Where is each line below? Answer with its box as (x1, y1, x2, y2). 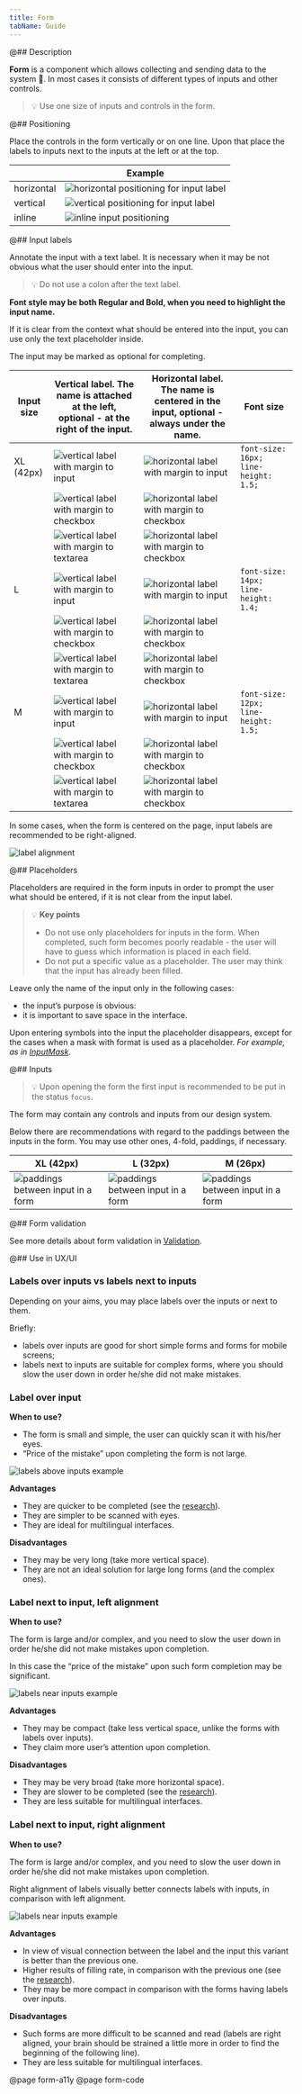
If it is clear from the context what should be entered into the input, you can (9, 323, 289, 334)
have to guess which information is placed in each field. (44, 946, 252, 957)
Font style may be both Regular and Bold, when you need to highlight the (9, 296, 286, 307)
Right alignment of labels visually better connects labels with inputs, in (9, 1883, 270, 1894)
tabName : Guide (9, 22, 67, 31)
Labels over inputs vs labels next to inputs (9, 1275, 198, 1287)
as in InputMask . (9, 1046, 72, 1057)
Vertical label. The (54, 377, 135, 390)
